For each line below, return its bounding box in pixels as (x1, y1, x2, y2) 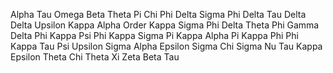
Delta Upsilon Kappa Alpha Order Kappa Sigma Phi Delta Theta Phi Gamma (10, 19, 320, 31)
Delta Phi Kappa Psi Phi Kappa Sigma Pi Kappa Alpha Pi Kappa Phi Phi (10, 30, 299, 41)
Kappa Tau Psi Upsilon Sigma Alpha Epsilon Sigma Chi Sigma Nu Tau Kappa (10, 40, 323, 52)
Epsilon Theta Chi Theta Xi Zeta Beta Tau (10, 51, 180, 63)
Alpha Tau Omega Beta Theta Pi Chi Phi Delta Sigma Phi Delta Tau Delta (10, 9, 307, 20)
